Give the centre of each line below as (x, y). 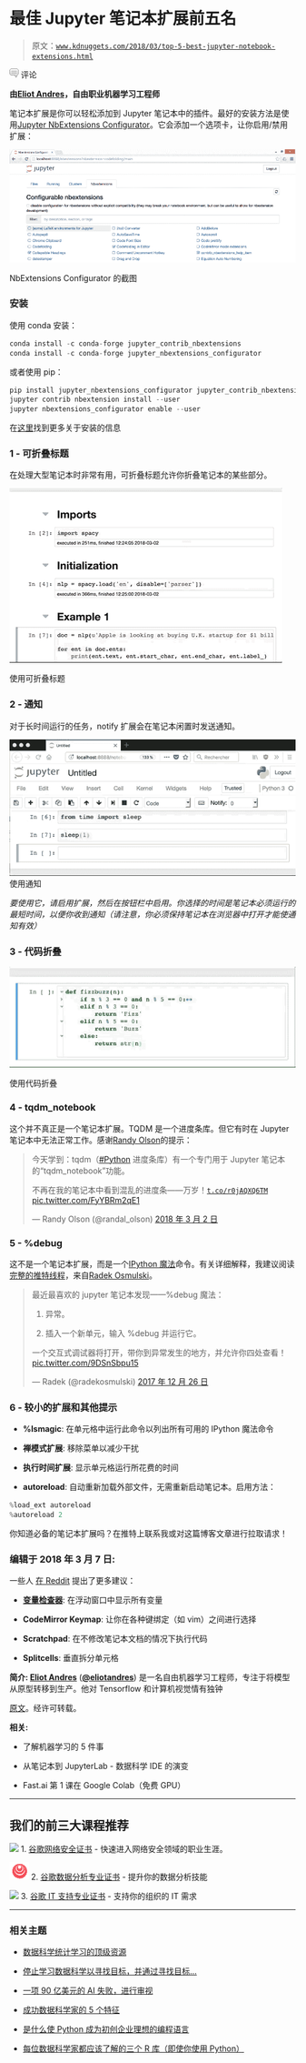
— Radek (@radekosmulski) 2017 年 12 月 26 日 (120, 1382)
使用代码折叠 (33, 1083)
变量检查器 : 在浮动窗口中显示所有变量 (93, 1600)
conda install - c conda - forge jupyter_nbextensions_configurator (135, 353)
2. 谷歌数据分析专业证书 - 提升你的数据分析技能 (119, 1877)
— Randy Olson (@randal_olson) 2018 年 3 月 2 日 (125, 1219)
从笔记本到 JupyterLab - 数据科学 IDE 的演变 (105, 1766)
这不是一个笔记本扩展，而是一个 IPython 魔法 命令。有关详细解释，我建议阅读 (152, 1264)
